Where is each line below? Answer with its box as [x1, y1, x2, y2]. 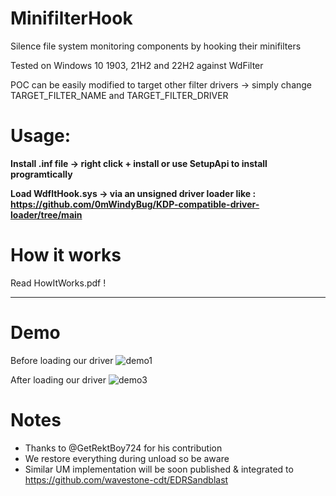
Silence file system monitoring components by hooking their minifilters [10, 40, 302, 52]
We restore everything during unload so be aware [24, 452, 230, 464]
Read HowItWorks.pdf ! [10, 277, 107, 289]
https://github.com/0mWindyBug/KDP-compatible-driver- [10, 198, 260, 210]
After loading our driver [10, 373, 107, 386]
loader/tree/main [10, 208, 83, 221]
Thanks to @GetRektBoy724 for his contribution [24, 442, 223, 454]
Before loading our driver [10, 354, 114, 366]
